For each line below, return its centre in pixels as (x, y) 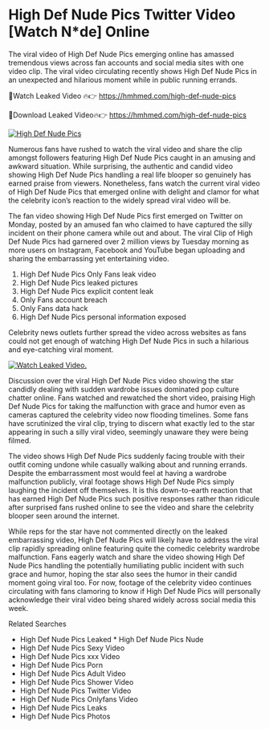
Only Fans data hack (54, 308)
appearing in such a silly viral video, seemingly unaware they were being (128, 432)
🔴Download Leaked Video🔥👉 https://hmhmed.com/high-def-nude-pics (128, 115)
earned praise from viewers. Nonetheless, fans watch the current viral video (134, 183)
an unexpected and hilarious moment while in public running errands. (123, 80)
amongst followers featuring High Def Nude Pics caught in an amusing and (132, 158)
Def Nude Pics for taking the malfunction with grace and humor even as (127, 406)
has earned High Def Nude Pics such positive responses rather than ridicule (134, 498)
